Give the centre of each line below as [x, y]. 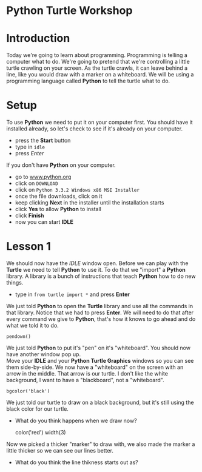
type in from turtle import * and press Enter [72, 294]
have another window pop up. [43, 354]
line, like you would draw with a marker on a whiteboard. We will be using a [100, 75]
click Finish [29, 215]
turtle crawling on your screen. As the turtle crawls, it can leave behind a [97, 68]
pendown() [19, 337]
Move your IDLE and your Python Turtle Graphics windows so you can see [100, 361]
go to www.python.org [43, 177]
